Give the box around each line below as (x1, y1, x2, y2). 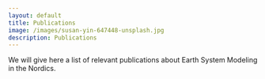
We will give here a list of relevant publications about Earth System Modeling (8, 55, 258, 65)
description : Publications (8, 33, 97, 42)
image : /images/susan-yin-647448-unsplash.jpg (8, 26, 165, 34)
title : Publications (8, 19, 77, 27)
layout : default (8, 11, 62, 20)
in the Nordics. (8, 64, 56, 73)
